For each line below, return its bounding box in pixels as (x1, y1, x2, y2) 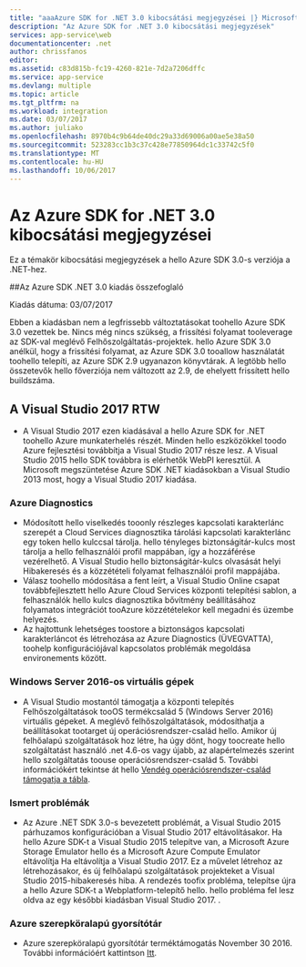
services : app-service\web (9, 30, 112, 39)
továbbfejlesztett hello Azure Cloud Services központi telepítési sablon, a (22, 585, 298, 596)
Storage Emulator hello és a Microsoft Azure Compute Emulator (22, 846, 261, 857)
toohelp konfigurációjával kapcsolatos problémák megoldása (22, 643, 251, 654)
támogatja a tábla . (22, 773, 91, 784)
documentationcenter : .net (9, 38, 112, 48)
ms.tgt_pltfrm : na (9, 97, 79, 107)
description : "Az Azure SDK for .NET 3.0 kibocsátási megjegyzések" (9, 22, 275, 31)
